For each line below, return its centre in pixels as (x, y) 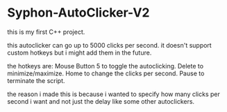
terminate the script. (36, 80)
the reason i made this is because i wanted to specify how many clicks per (113, 94)
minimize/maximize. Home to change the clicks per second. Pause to (106, 73)
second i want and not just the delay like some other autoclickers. (101, 101)
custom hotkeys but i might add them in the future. (79, 53)
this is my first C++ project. (46, 32)
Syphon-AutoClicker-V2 (78, 13)
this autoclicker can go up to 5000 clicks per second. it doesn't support (109, 45)
